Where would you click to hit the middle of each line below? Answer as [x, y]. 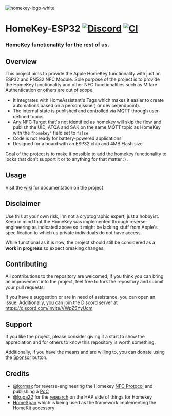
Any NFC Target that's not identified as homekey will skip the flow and [87, 122]
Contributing [26, 264]
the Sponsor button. [26, 357]
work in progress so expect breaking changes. [55, 248]
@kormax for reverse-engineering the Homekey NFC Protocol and [83, 386]
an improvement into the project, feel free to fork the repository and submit [85, 282]
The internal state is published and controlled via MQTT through [80, 111]
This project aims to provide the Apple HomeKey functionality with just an [83, 73]
